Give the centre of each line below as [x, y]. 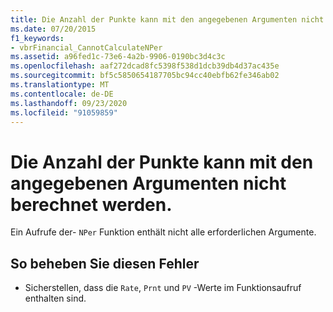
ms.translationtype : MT [60, 85]
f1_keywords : [37, 38]
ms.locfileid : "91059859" [64, 112]
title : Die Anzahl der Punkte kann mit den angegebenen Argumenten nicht [167, 19]
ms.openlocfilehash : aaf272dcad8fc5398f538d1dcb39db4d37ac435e [145, 66]
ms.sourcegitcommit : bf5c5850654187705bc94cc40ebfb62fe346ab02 [145, 76]
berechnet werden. [91, 204]
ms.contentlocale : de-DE [62, 94]
